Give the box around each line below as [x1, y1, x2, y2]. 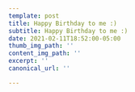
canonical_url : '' [8, 65, 70, 73]
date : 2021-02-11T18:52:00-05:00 [8, 34, 121, 43]
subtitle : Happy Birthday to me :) [8, 27, 129, 35]
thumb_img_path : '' [8, 42, 74, 50]
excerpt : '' [8, 57, 49, 65]
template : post [8, 11, 60, 20]
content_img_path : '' [8, 49, 82, 57]
